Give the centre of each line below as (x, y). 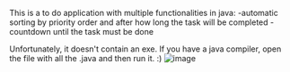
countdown (30, 32)
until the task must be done (103, 32)
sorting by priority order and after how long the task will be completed (139, 22)
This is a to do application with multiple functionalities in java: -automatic (144, 13)
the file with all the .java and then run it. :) (86, 58)
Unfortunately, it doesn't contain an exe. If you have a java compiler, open (145, 49)
